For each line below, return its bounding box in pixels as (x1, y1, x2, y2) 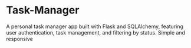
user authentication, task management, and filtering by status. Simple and (6, 29, 186, 36)
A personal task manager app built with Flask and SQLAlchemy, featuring (6, 23, 184, 30)
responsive (6, 35, 34, 42)
